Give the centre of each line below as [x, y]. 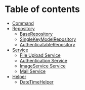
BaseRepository [36, 34]
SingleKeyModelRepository [48, 39]
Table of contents [42, 9]
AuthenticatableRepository [47, 44]
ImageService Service [43, 66]
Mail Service [33, 71]
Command [23, 23]
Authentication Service [44, 60]
